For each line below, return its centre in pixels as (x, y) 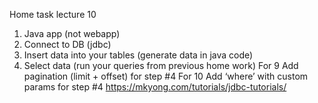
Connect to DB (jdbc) (67, 44)
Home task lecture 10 (53, 14)
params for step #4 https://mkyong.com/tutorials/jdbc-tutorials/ (155, 87)
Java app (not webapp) (72, 33)
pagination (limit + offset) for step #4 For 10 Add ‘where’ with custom (166, 76)
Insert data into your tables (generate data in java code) (138, 55)
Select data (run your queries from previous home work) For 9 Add (161, 65)
